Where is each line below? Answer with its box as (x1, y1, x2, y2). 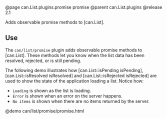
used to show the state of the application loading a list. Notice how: (5, 77, 144, 84)
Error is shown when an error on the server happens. (12, 92, 122, 99)
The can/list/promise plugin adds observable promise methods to (5, 47, 142, 53)
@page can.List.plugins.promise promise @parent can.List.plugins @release (5, 4, 162, 10)
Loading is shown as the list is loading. (12, 87, 91, 93)
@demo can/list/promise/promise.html (5, 107, 84, 114)
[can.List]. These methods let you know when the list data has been (5, 52, 145, 58)
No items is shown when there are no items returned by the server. (12, 98, 150, 104)
